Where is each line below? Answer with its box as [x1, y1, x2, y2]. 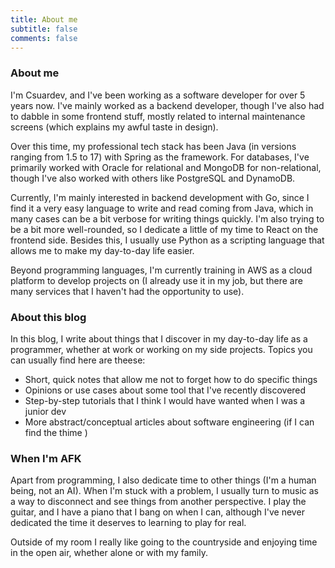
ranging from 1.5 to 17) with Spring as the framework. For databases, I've [10, 151, 310, 163]
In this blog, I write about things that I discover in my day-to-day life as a [10, 332, 308, 345]
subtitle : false [10, 24, 78, 34]
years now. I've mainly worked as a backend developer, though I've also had [10, 99, 325, 111]
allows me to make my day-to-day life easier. [10, 244, 195, 256]
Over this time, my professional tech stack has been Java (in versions [10, 140, 297, 152]
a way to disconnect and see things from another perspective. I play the [10, 496, 307, 508]
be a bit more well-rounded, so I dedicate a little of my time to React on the [10, 223, 319, 235]
